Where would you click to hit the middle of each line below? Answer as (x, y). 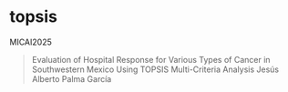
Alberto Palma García (72, 78)
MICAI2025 (31, 42)
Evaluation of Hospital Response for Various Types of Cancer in (151, 59)
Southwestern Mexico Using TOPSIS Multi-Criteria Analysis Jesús (155, 69)
